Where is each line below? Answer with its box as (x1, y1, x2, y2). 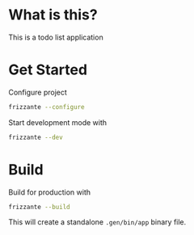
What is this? (8, 6, 99, 24)
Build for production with (8, 187, 91, 197)
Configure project (8, 87, 67, 97)
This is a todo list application (8, 32, 103, 42)
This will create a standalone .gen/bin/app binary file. (8, 217, 187, 227)
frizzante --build (8, 203, 70, 211)
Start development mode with (8, 117, 108, 127)
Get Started (8, 61, 87, 79)
